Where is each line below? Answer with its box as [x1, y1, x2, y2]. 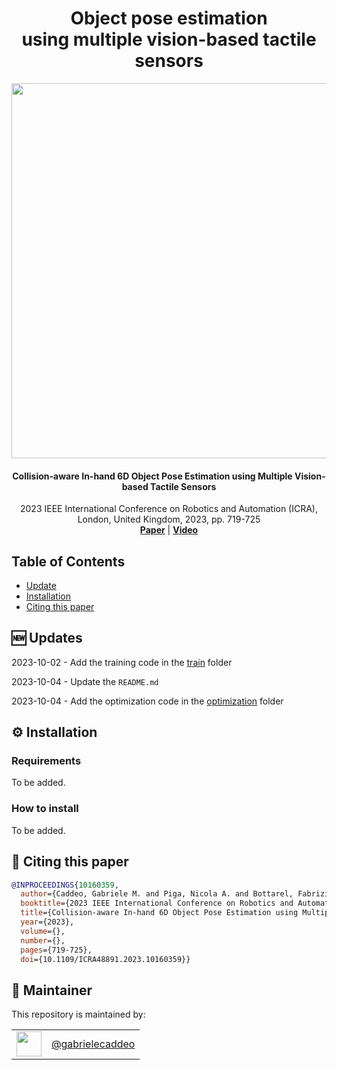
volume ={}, [20, 926, 66, 936]
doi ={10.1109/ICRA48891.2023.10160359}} [20, 954, 191, 964]
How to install [11, 802, 79, 816]
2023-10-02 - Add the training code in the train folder [11, 656, 233, 668]
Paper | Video [139, 524, 199, 536]
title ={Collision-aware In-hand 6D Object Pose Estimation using [20, 908, 299, 918]
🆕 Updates [11, 630, 83, 647]
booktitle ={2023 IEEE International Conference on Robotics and [20, 898, 294, 909]
